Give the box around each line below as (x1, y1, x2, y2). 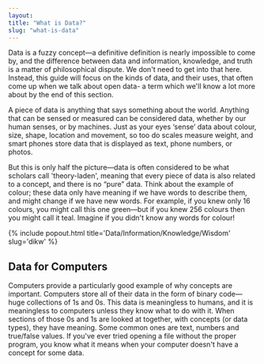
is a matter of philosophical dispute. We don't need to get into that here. (8, 65, 243, 74)
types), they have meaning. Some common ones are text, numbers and (8, 323, 239, 332)
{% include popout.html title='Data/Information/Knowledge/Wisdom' (8, 229, 231, 238)
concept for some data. (8, 348, 85, 358)
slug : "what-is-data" (8, 26, 80, 34)
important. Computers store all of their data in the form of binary (8, 290, 217, 299)
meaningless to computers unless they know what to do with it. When (8, 306, 235, 316)
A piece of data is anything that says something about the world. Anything (8, 105, 250, 115)
